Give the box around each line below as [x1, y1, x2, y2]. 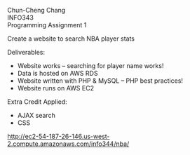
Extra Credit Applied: [7, 97, 68, 106]
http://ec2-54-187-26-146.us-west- [7, 133, 110, 140]
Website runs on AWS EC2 [17, 84, 95, 92]
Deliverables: [7, 48, 46, 56]
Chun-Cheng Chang [7, 6, 66, 14]
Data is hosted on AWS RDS [17, 69, 98, 77]
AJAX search [17, 112, 56, 119]
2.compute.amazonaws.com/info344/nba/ [7, 140, 130, 148]
